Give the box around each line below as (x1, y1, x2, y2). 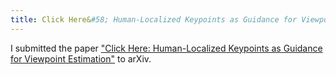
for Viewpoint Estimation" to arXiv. (10, 52, 152, 65)
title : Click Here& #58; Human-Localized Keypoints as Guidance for (10, 14, 298, 25)
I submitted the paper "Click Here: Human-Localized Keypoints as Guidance (10, 42, 323, 54)
